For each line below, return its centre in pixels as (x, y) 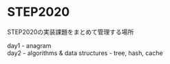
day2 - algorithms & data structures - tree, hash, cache (85, 53)
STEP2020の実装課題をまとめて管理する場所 (71, 32)
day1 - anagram (29, 45)
